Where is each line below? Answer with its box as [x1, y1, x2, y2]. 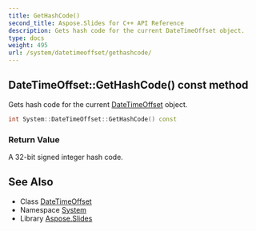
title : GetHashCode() [8, 11, 81, 20]
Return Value [8, 133, 60, 145]
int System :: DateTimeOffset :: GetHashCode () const [8, 115, 178, 123]
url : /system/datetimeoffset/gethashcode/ [8, 49, 152, 57]
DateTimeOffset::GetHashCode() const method [8, 78, 249, 92]
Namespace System [19, 205, 86, 214]
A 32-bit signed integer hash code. [8, 152, 124, 161]
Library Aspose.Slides [19, 213, 93, 223]
